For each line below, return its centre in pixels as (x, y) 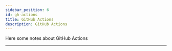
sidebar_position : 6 (27, 10)
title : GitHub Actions (29, 19)
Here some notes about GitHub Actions (47, 38)
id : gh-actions (21, 15)
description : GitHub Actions (36, 24)
